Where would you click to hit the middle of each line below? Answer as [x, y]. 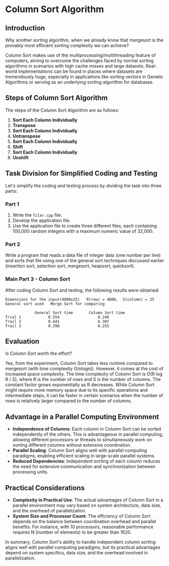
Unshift [20, 157]
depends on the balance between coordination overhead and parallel [84, 521]
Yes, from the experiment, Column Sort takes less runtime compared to [79, 363]
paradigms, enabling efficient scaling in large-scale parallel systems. [84, 456]
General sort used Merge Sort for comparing [55, 304]
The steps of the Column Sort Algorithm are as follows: [62, 110]
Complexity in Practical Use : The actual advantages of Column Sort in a [88, 500]
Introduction [25, 28]
